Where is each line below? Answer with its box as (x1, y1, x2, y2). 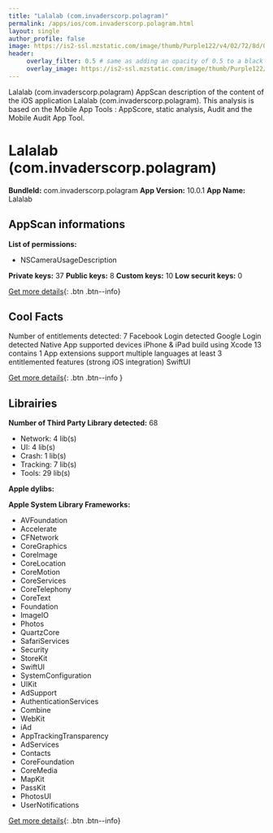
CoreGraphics (19, 542, 67, 551)
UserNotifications (19, 801, 80, 810)
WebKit (19, 714, 45, 723)
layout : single (8, 27, 60, 35)
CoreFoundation (19, 757, 75, 767)
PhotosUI (19, 792, 51, 801)
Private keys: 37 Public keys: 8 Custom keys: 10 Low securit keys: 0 (8, 270, 243, 280)
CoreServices (19, 576, 67, 585)
